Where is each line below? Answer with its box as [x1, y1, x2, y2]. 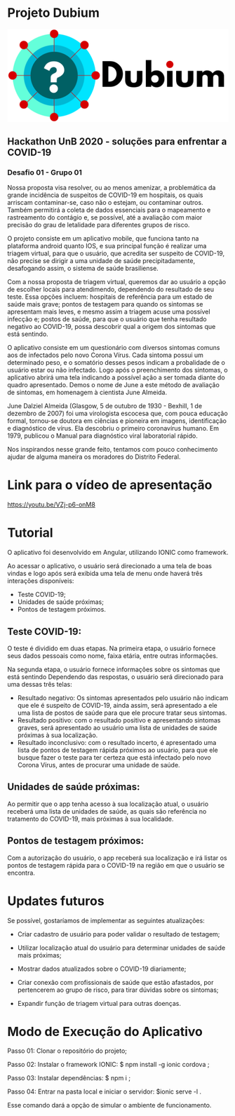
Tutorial [7, 525, 54, 541]
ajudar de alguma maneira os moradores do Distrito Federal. [7, 452, 181, 461]
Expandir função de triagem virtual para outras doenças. [17, 999, 181, 1007]
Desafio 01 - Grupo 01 [7, 167, 83, 177]
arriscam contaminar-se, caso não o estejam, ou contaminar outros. [7, 199, 203, 207]
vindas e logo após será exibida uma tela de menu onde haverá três [7, 570, 203, 578]
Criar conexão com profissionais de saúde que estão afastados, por [17, 978, 214, 986]
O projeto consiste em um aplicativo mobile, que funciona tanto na [7, 234, 199, 243]
